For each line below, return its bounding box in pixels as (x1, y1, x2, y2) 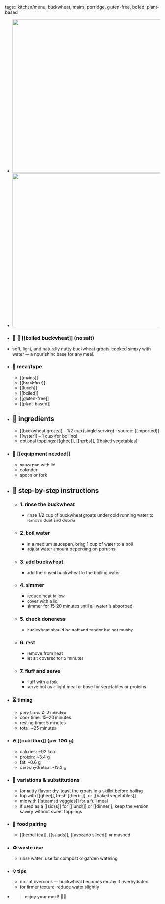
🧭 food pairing (12, 821, 47, 827)
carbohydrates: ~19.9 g (19, 764, 67, 770)
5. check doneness (19, 616, 66, 623)
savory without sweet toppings (19, 809, 82, 815)
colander (19, 466, 38, 473)
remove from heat (27, 650, 63, 656)
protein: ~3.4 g (19, 754, 50, 760)
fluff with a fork (27, 679, 58, 685)
